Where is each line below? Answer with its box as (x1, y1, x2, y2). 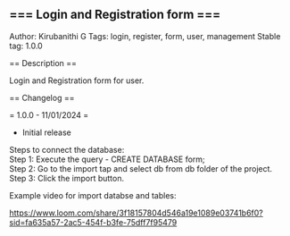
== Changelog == (9, 92, 75, 103)
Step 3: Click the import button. (9, 173, 125, 183)
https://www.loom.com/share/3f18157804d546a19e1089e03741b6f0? (9, 207, 263, 218)
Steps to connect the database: (9, 144, 125, 155)
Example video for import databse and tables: (9, 190, 177, 200)
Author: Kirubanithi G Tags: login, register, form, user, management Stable (9, 30, 281, 41)
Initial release (21, 127, 71, 138)
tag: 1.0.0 (9, 40, 43, 51)
